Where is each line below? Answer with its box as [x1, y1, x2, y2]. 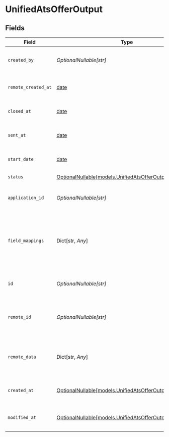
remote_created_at [8, 84, 52, 90]
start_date [8, 157, 34, 162]
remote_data [8, 354, 37, 360]
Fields [5, 24, 25, 32]
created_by [8, 57, 34, 63]
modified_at [8, 415, 37, 420]
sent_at [8, 132, 26, 138]
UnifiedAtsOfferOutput [5, 4, 103, 15]
